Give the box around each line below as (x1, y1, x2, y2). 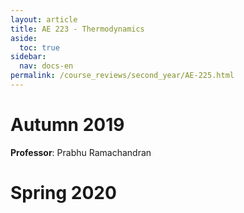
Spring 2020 (10, 182, 117, 204)
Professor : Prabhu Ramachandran (10, 146, 152, 158)
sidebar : (10, 52, 47, 62)
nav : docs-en (19, 61, 74, 71)
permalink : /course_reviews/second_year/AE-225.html (10, 71, 235, 81)
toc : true (19, 42, 60, 53)
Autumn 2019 (10, 114, 125, 136)
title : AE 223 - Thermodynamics (10, 24, 145, 34)
